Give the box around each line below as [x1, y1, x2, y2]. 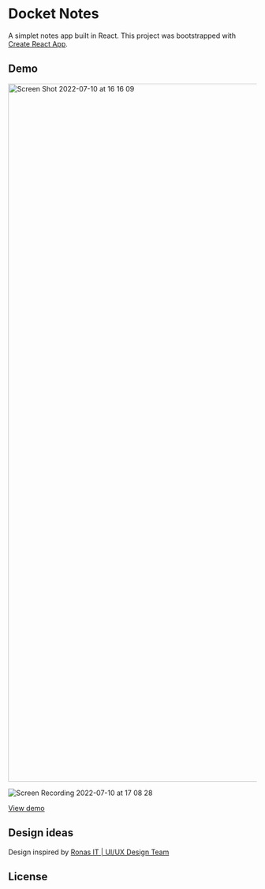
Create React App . [8, 39, 69, 48]
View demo [8, 803, 45, 812]
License [8, 869, 48, 883]
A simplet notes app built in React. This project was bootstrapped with [8, 31, 237, 40]
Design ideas [8, 826, 74, 840]
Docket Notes [8, 5, 99, 23]
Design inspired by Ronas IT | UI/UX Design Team [8, 847, 170, 857]
